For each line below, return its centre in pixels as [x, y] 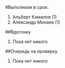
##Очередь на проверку [31, 51]
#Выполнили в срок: [27, 7]
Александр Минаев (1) [36, 22]
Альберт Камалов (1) [34, 17]
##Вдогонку [18, 32]
